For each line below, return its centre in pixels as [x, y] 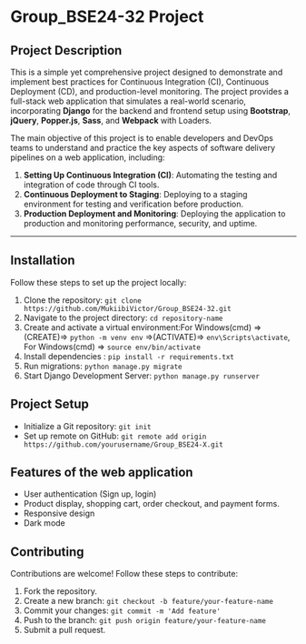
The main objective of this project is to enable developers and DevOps [142, 138]
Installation [43, 261]
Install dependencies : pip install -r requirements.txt [128, 356]
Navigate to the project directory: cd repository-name [123, 317]
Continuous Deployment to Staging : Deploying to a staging [135, 194]
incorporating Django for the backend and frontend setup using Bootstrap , [151, 111]
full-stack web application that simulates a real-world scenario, [128, 101]
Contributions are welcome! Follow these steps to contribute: [124, 574]
